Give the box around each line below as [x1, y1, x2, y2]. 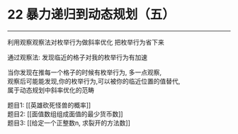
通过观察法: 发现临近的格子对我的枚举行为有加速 [7, 52, 147, 61]
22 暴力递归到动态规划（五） [7, 6, 175, 23]
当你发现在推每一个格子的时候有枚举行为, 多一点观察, [7, 68, 162, 77]
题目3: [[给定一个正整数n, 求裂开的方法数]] [7, 118, 131, 127]
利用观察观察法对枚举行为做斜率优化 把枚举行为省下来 [7, 38, 164, 46]
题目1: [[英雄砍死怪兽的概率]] [7, 101, 91, 109]
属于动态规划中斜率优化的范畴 [7, 86, 94, 94]
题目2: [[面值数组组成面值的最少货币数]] [7, 109, 123, 118]
